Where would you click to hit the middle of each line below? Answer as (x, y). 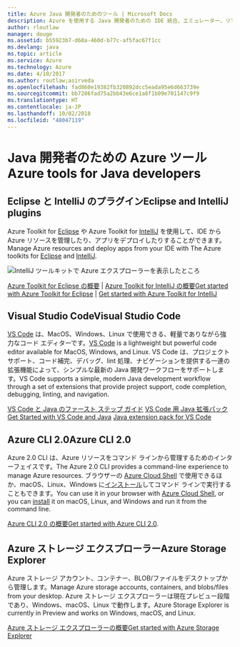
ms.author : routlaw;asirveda (51, 80)
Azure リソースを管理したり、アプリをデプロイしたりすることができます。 (117, 240)
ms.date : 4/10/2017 (36, 74)
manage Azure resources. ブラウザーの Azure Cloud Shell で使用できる (112, 476)
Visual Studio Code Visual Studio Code (94, 316)
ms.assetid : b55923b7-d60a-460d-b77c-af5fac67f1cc (84, 41)
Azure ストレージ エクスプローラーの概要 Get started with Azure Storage (113, 628)
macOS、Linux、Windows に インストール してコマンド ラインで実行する (126, 485)
